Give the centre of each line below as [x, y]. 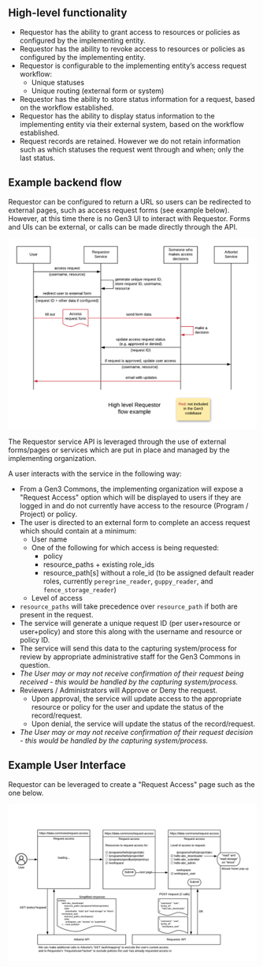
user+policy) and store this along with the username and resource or [131, 632]
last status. [37, 158]
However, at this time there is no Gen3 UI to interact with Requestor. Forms [129, 218]
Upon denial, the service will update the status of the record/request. [143, 723]
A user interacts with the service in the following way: [95, 474]
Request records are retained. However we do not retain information [130, 141]
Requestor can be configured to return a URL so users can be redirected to [130, 201]
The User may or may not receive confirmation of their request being [131, 673]
